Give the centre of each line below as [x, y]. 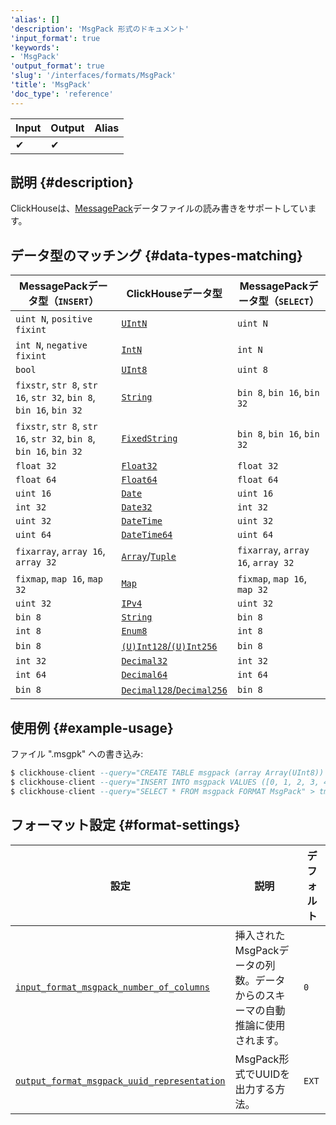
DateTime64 [147, 535]
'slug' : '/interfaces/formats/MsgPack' [93, 76]
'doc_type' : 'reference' [62, 94]
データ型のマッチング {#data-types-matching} [156, 255]
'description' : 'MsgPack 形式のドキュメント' [100, 29]
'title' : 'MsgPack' [51, 85]
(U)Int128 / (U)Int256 [169, 646]
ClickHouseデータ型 [174, 294]
